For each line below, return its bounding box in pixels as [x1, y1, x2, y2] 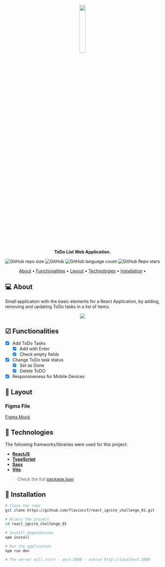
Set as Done [19, 362, 45, 368]
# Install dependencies [5, 530, 54, 535]
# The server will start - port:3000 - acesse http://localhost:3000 [5, 557, 151, 562]
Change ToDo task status [12, 357, 64, 363]
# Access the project [5, 517, 50, 522]
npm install [5, 535, 29, 540]
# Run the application [5, 544, 52, 549]
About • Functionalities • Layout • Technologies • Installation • [19, 268, 146, 274]
